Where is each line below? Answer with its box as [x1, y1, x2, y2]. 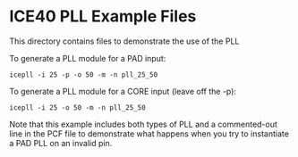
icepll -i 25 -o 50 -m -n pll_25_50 [9, 103, 146, 112]
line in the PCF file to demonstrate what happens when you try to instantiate [9, 128, 289, 139]
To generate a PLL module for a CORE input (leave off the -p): [9, 86, 237, 96]
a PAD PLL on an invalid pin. [9, 137, 113, 148]
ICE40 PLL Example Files [9, 6, 197, 27]
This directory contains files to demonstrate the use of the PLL [9, 36, 240, 46]
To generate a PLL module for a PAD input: [9, 53, 166, 63]
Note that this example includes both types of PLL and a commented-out [9, 119, 277, 129]
